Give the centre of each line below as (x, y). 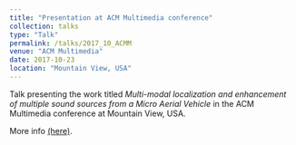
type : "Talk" (34, 34)
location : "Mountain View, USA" (70, 69)
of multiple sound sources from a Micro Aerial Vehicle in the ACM (132, 103)
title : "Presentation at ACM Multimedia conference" (111, 18)
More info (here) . (41, 130)
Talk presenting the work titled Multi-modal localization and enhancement (148, 94)
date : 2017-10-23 (42, 60)
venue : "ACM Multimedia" (56, 52)
